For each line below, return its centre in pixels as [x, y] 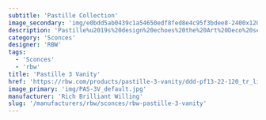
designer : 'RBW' [35, 45]
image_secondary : [37, 23]
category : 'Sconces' [42, 37]
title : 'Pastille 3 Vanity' [55, 74]
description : [30, 30]
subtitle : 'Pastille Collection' [63, 15]
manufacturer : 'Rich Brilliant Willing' [76, 96]
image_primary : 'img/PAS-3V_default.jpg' [78, 89]
